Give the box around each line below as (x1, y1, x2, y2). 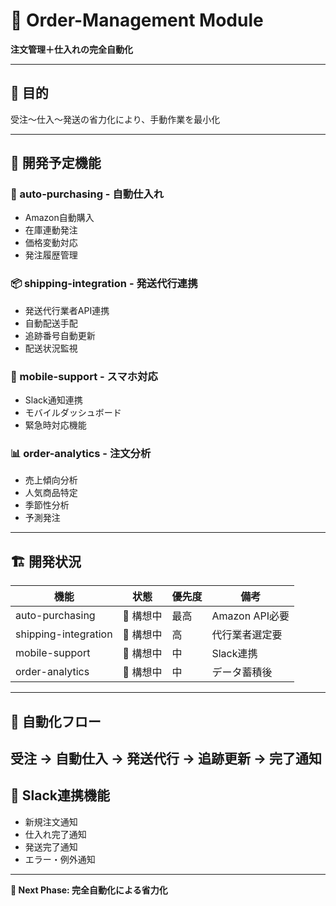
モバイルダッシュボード (24, 407, 122, 419)
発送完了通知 (24, 840, 78, 853)
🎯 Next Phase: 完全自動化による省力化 (10, 884, 168, 896)
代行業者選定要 (211, 628, 283, 642)
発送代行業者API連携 (24, 304, 110, 316)
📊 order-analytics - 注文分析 (10, 446, 152, 460)
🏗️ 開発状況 (10, 553, 82, 570)
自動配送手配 (24, 317, 78, 329)
